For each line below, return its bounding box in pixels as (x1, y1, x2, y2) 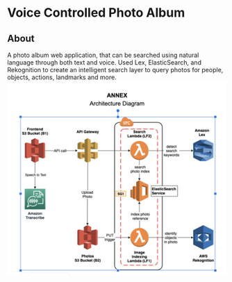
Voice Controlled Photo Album (7, 5, 185, 21)
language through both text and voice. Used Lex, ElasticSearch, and (7, 58, 201, 67)
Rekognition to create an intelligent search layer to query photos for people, (7, 66, 224, 74)
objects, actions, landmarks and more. (7, 73, 117, 81)
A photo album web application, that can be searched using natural (7, 51, 199, 59)
